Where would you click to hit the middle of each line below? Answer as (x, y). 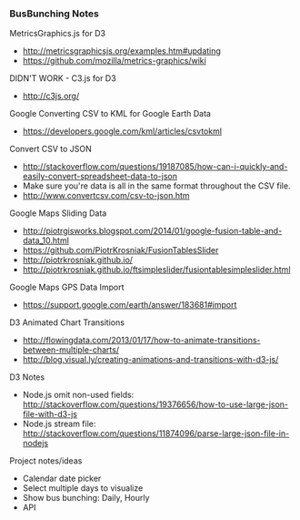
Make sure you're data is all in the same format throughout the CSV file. (156, 186)
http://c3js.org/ (51, 96)
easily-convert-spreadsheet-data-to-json (100, 177)
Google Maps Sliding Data (58, 213)
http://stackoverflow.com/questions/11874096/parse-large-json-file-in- (156, 433)
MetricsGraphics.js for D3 (58, 34)
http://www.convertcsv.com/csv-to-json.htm (106, 196)
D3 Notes (27, 377)
